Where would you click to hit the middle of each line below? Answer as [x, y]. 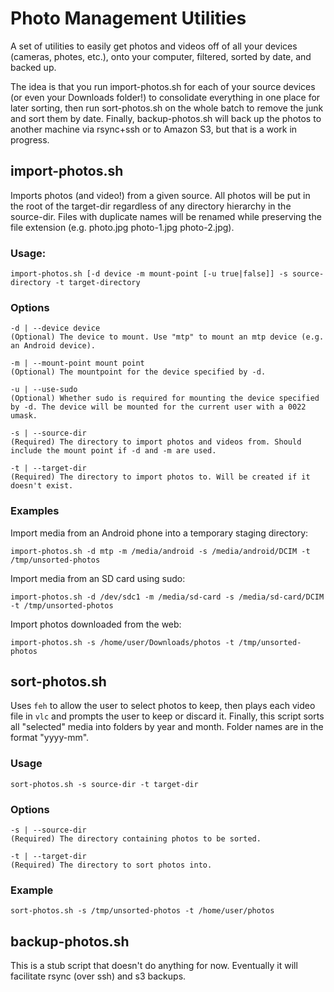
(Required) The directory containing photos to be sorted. [136, 839]
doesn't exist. [42, 486]
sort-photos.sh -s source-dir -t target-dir [104, 784]
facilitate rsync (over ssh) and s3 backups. [98, 976]
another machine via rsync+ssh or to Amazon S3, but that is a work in [154, 129]
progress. [30, 139]
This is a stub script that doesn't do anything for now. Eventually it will [154, 966]
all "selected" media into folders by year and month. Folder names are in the [167, 727]
